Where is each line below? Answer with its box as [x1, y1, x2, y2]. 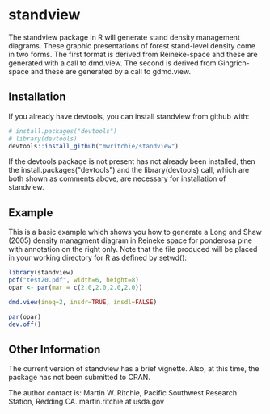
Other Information [8, 342, 101, 356]
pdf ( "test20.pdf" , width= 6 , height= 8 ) [8, 276, 139, 284]
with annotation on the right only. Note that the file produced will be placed [8, 245, 258, 254]
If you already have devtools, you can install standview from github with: [8, 111, 250, 121]
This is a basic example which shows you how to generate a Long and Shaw [8, 228, 263, 237]
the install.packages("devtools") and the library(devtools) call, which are [8, 165, 250, 175]
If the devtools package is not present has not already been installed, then [8, 157, 256, 166]
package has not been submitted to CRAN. [8, 373, 151, 383]
